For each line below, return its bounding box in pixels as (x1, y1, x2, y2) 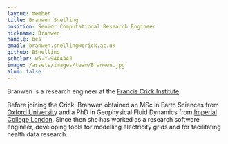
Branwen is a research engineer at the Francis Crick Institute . (7, 87, 181, 96)
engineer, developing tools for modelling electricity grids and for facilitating (7, 123, 221, 131)
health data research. (7, 129, 68, 138)
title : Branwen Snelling (7, 17, 79, 24)
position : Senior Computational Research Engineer (7, 23, 156, 30)
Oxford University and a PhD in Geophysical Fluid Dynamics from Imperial (7, 108, 218, 116)
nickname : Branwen (7, 29, 60, 37)
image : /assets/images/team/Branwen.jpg (7, 62, 126, 69)
